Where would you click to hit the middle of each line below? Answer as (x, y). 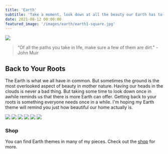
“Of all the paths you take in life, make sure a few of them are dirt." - (88, 48)
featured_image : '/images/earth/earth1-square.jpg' (60, 24)
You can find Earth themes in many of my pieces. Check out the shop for (80, 141)
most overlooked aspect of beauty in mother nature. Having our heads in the (84, 86)
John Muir (28, 53)
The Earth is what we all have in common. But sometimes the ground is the (82, 81)
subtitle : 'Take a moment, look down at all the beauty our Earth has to (84, 15)
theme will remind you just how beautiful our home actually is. (69, 107)
